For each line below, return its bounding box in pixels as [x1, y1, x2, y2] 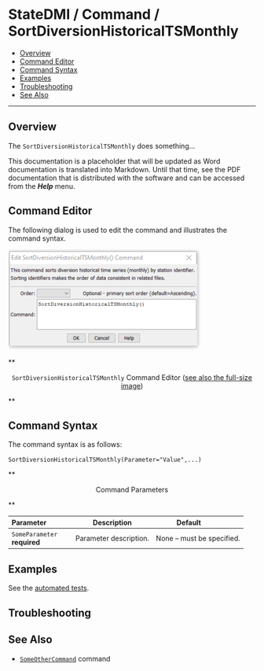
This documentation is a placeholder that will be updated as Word [8, 156, 221, 166]
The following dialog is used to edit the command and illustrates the [8, 225, 228, 234]
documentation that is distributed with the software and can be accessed [8, 173, 245, 182]
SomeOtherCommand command [19, 654, 111, 663]
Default [176, 518, 202, 527]
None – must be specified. [156, 533, 241, 543]
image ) [120, 381, 144, 390]
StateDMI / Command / [8, 6, 159, 24]
